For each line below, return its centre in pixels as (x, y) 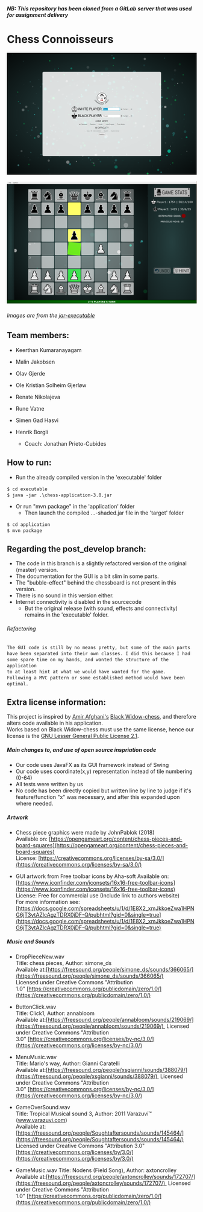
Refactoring (21, 629)
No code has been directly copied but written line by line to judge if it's (103, 790)
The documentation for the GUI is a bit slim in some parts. (87, 576)
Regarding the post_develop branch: (77, 549)
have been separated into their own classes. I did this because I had (98, 653)
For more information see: (48, 902)
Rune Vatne (30, 408)
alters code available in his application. (55, 723)
